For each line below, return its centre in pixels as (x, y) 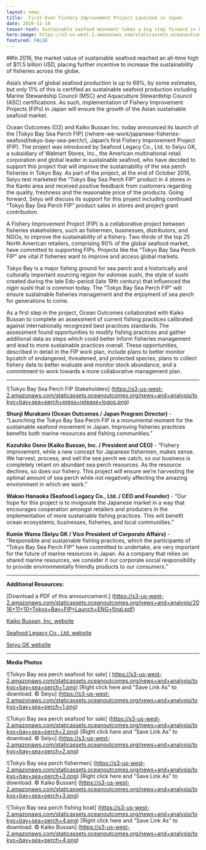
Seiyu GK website (29, 645)
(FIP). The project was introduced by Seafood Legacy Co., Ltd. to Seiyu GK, (102, 147)
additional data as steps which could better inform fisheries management (99, 339)
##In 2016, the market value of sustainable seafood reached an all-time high (103, 58)
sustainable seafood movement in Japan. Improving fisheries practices (96, 427)
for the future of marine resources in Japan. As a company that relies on (97, 553)
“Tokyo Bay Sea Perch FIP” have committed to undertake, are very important (103, 547)
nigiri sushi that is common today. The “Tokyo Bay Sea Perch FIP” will (94, 288)
